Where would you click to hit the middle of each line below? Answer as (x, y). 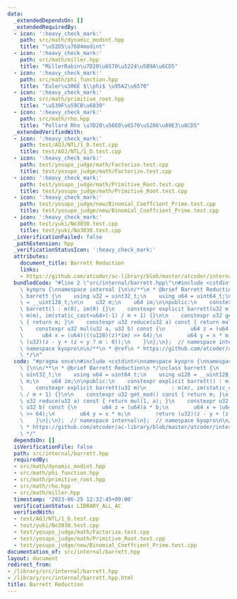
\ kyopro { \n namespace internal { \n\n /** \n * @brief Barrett (111, 289)
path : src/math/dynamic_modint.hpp (72, 40)
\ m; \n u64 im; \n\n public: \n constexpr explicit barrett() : (121, 381)
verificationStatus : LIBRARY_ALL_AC (67, 506)
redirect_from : (30, 565)
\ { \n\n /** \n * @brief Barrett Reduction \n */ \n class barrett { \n (120, 368)
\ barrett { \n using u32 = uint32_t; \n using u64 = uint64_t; (123, 296)
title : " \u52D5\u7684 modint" (63, 47)
